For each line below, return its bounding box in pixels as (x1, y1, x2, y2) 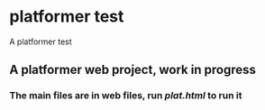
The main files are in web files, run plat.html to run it (9, 89, 242, 102)
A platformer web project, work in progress (9, 62, 257, 78)
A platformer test (9, 36, 72, 47)
